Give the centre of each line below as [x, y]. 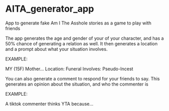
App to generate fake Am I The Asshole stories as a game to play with [78, 23]
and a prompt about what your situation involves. [57, 49]
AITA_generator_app [50, 9]
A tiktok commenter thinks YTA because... [49, 104]
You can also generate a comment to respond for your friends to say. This [83, 78]
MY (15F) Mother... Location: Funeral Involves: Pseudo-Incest [69, 69]
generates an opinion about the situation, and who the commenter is [77, 84]
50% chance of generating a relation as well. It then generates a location [81, 43]
